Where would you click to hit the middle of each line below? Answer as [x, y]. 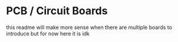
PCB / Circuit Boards [57, 11]
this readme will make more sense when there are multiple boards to [89, 27]
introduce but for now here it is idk [48, 33]
